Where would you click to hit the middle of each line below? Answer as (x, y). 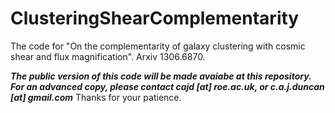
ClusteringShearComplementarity (155, 18)
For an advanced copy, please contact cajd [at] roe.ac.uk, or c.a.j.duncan (167, 86)
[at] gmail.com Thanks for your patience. (96, 97)
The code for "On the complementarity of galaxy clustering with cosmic (158, 46)
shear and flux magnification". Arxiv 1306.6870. (108, 56)
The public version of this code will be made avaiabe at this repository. (161, 76)
